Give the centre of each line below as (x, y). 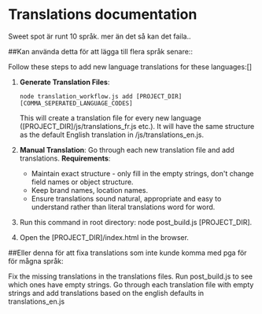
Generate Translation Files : (65, 82)
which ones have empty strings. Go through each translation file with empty (131, 284)
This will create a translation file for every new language (111, 118)
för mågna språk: (36, 260)
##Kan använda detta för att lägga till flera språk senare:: (100, 51)
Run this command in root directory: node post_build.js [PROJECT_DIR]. (136, 222)
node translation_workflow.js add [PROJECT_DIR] (101, 96)
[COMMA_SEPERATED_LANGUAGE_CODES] (76, 103)
